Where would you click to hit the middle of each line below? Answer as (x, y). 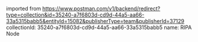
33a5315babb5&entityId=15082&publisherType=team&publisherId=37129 (95, 21)
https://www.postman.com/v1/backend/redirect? (101, 9)
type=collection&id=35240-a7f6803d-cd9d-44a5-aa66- (75, 15)
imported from (24, 9)
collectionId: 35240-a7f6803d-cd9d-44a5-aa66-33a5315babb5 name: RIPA (99, 27)
